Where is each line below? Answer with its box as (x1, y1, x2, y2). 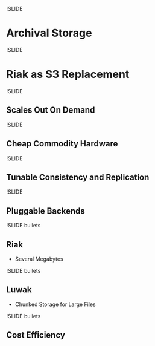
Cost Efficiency (6, 330, 65, 341)
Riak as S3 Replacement (6, 68, 130, 81)
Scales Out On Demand (6, 105, 95, 116)
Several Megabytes (14, 255, 63, 263)
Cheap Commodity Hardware (6, 139, 118, 149)
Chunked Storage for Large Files (14, 301, 96, 308)
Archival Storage (6, 27, 92, 40)
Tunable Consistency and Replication (6, 172, 150, 182)
